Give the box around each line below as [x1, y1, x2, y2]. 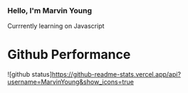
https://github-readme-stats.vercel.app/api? [51, 70, 182, 79]
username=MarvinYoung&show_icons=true [7, 77, 134, 87]
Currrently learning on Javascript [7, 22, 105, 31]
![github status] [7, 70, 52, 79]
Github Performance [7, 47, 131, 62]
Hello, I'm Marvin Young [7, 6, 93, 16]
